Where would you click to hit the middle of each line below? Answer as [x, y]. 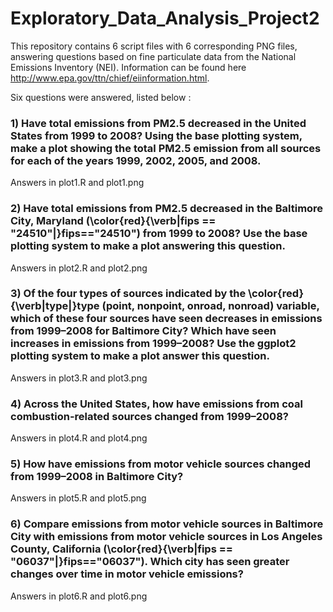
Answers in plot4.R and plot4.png [79, 438]
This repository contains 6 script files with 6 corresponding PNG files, [154, 46]
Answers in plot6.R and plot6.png [79, 596]
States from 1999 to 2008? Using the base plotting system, [156, 135]
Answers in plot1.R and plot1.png [77, 183]
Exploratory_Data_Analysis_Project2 [165, 18]
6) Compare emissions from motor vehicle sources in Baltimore [167, 524]
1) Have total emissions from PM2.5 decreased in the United [158, 123]
